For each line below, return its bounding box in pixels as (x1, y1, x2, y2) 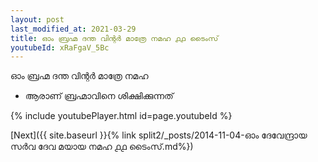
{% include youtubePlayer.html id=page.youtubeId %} (10, 110, 233, 122)
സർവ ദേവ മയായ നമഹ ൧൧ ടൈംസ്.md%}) (10, 141, 194, 153)
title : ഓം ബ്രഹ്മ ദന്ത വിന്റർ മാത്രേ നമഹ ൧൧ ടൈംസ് (10, 33, 219, 43)
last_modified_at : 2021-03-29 (10, 24, 137, 34)
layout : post (10, 14, 65, 25)
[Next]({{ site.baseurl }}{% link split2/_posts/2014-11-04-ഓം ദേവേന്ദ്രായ (10, 129, 308, 141)
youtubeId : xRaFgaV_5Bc (10, 42, 110, 53)
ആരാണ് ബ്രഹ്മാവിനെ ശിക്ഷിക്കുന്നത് (24, 90, 174, 102)
